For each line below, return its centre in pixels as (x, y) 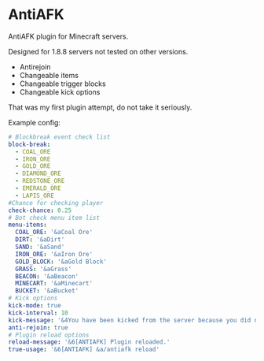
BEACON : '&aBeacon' (47, 276)
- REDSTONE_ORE (40, 181)
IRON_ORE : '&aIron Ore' (54, 254)
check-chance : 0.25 (40, 210)
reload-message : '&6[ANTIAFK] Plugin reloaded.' (89, 342)
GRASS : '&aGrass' (44, 269)
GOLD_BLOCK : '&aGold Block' (61, 262)
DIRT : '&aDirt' (40, 240)
